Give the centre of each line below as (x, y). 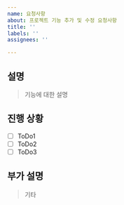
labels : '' (23, 33)
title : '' (22, 27)
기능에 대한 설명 (46, 94)
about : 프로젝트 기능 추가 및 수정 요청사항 (62, 20)
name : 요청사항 (26, 14)
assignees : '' (28, 40)
